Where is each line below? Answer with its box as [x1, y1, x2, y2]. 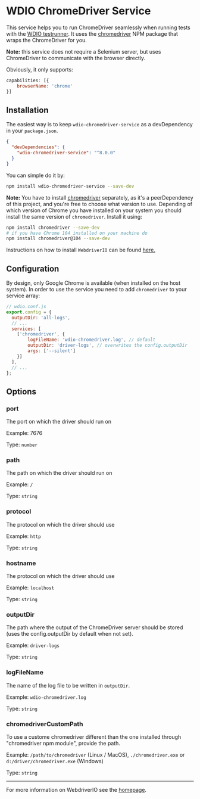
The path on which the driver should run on [6, 470, 112, 477]
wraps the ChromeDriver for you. [6, 36, 87, 43]
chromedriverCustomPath [6, 720, 83, 728]
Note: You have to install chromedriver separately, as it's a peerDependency [6, 194, 193, 201]
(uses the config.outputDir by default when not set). [6, 630, 134, 638]
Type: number [6, 441, 37, 448]
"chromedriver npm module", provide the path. [6, 739, 121, 747]
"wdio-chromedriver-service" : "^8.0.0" [17, 150, 116, 156]
